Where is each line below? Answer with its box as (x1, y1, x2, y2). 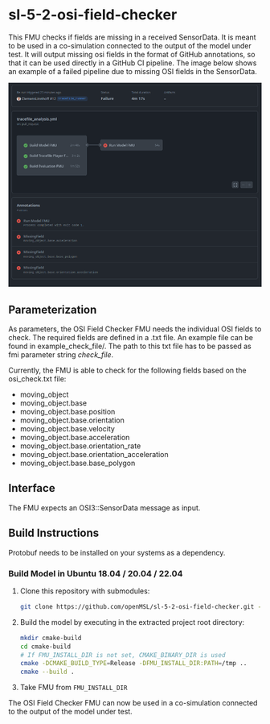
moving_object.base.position (19, 406, 116, 416)
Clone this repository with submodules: (19, 586, 150, 596)
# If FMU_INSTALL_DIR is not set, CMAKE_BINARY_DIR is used (19, 651, 226, 659)
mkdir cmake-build (19, 634, 82, 642)
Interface (8, 481, 55, 495)
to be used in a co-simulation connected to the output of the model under (8, 40, 252, 50)
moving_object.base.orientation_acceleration (19, 449, 169, 459)
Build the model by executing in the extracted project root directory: (19, 617, 245, 626)
